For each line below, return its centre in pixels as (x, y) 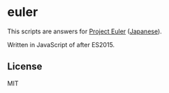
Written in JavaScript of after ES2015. (61, 44)
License (25, 67)
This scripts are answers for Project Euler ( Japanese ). (84, 31)
